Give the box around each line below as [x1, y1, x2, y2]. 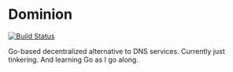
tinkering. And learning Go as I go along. [8, 55, 139, 64]
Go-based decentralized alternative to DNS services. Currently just [8, 46, 226, 56]
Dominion [8, 5, 73, 23]
